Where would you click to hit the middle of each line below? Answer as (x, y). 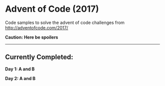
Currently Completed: (39, 57)
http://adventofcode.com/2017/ (37, 27)
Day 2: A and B (20, 78)
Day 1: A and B (20, 69)
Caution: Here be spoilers (32, 37)
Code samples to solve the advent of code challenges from (65, 22)
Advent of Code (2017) (52, 9)
